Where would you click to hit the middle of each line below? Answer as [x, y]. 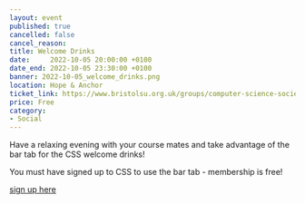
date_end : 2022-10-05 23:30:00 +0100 [81, 69]
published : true [40, 26]
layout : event [36, 18]
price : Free [32, 102]
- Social [26, 119]
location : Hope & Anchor [56, 85]
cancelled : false [42, 34]
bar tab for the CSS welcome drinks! [77, 154]
